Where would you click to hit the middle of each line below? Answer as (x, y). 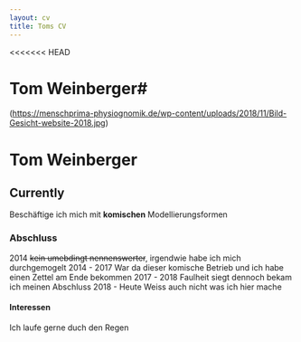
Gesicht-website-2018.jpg (57, 123)
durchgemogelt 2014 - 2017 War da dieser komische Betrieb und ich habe (147, 267)
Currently (37, 193)
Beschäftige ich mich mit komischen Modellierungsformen (118, 214)
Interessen (30, 308)
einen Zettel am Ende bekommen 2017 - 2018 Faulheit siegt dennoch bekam (150, 277)
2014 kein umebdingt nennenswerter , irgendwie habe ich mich (125, 258)
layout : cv (30, 18)
